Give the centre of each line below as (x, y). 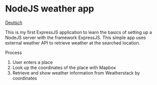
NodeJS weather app (50, 9)
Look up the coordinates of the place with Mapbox (64, 67)
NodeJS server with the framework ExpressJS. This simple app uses (76, 37)
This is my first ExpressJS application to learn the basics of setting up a (78, 32)
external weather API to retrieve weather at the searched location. (73, 42)
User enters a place (33, 62)
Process (14, 52)
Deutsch (14, 22)
